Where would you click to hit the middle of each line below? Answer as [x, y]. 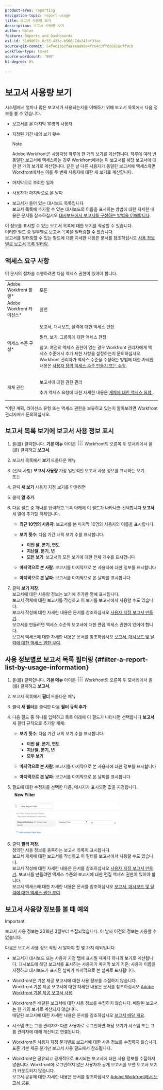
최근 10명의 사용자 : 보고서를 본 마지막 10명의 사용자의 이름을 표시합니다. [87, 524]
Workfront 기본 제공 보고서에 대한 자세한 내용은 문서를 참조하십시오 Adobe [83, 987]
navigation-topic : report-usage [38, 15]
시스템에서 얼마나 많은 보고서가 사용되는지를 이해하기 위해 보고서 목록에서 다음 [79, 108]
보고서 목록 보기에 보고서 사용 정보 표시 [59, 431]
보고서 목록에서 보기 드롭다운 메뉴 [44, 460]
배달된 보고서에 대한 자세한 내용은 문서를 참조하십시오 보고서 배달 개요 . [79, 1016]
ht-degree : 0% [19, 62]
